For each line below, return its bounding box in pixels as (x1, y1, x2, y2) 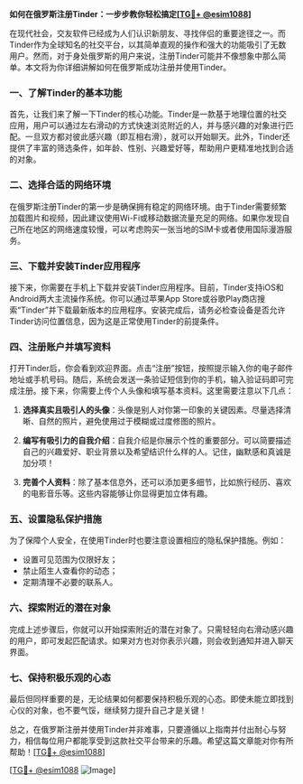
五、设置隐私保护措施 (9, 513, 102, 526)
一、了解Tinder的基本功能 (9, 86, 123, 98)
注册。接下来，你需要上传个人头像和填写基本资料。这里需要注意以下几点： (16, 386, 294, 397)
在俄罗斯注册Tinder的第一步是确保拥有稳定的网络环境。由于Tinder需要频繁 (9, 201, 287, 211)
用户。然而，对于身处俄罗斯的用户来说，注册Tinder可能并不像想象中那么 (9, 51, 279, 61)
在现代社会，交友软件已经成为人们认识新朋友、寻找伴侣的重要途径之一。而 (9, 28, 286, 39)
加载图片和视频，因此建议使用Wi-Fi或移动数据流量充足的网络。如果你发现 (9, 212, 282, 223)
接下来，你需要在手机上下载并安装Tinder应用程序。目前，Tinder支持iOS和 (9, 282, 284, 293)
